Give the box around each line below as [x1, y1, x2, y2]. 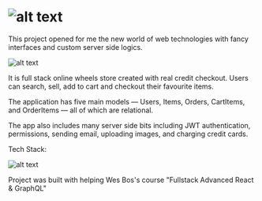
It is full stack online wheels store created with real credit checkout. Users [8, 73, 249, 82]
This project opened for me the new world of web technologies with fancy [8, 34, 249, 44]
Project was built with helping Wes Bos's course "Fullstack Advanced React [8, 175, 254, 184]
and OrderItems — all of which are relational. [8, 105, 154, 115]
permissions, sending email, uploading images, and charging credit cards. [8, 129, 249, 138]
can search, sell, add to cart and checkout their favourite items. [8, 82, 215, 91]
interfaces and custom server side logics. [8, 42, 144, 51]
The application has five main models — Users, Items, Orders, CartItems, [8, 97, 245, 106]
